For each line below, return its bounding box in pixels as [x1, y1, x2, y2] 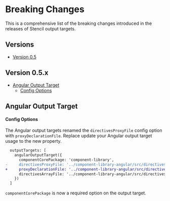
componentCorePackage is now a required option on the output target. [5, 190, 147, 196]
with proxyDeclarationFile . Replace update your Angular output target [5, 133, 152, 139]
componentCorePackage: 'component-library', [18, 157, 114, 163]
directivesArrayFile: [18, 171, 65, 177]
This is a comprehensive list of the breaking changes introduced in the [5, 20, 152, 26]
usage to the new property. [5, 138, 62, 144]
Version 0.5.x [5, 68, 49, 77]
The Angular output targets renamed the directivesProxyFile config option [5, 128, 162, 134]
